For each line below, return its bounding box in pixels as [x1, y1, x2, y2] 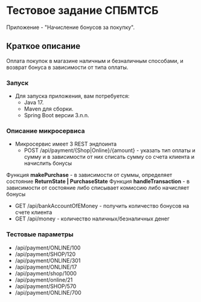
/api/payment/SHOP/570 [14, 282, 77, 290]
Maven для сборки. [24, 105, 74, 112]
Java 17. [24, 99, 44, 106]
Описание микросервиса [6, 126, 86, 135]
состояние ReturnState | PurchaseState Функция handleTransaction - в [6, 178, 190, 185]
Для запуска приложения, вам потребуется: [14, 92, 130, 100]
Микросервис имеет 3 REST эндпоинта [14, 140, 117, 148]
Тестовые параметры [6, 230, 74, 239]
